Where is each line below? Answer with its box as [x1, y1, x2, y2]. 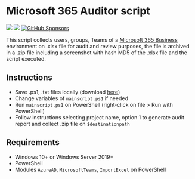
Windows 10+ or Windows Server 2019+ [14, 153, 114, 161]
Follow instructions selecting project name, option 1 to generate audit [14, 113, 185, 121]
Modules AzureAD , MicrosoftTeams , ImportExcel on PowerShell [14, 166, 166, 173]
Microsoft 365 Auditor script [6, 4, 151, 18]
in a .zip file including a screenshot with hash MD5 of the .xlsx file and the [6, 49, 188, 56]
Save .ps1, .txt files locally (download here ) [14, 88, 120, 95]
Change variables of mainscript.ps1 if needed [14, 94, 128, 102]
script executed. [6, 55, 47, 62]
